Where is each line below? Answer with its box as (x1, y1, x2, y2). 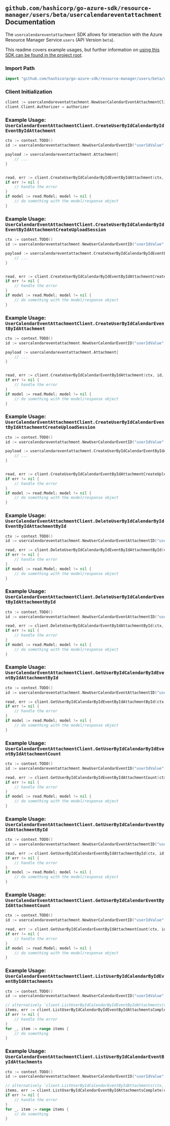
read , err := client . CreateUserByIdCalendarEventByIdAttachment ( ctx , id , (5, 373, 164, 378)
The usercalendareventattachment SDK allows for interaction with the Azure (5, 31, 163, 38)
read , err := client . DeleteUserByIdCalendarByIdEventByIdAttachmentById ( (5, 548, 164, 553)
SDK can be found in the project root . (5, 52, 83, 58)
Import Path (5, 64, 35, 72)
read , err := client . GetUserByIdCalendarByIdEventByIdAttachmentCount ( (5, 775, 159, 780)
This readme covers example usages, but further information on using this (5, 46, 160, 53)
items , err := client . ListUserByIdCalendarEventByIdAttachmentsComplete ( (5, 1088, 164, 1093)
